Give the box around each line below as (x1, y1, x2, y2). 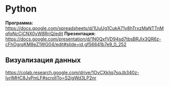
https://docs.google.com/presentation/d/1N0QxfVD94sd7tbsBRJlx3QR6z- (5, 36, 161, 42)
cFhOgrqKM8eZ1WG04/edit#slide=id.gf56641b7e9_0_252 (5, 41, 127, 47)
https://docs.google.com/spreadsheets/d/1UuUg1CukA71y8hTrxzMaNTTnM (5, 25, 164, 31)
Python (5, 3, 37, 15)
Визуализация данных (5, 56, 81, 65)
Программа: (5, 20, 33, 26)
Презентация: (64, 30, 96, 36)
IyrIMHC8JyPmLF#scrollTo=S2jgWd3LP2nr (5, 74, 97, 81)
